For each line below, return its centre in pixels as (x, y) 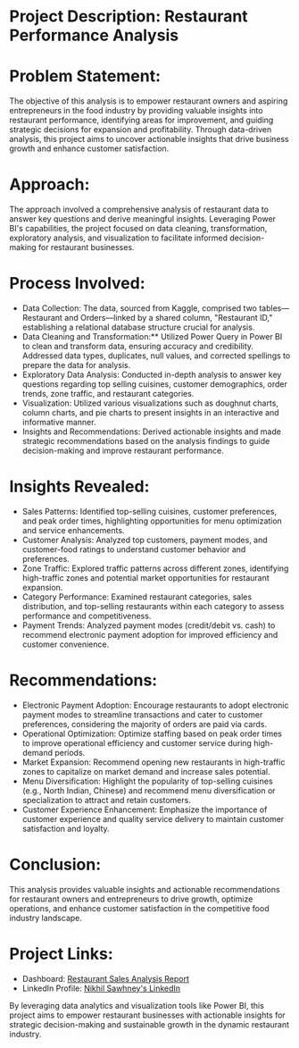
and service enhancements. (73, 530)
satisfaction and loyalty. (66, 828)
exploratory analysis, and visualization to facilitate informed (119, 238)
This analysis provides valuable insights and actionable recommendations (145, 889)
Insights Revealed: (79, 486)
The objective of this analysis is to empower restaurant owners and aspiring (149, 101)
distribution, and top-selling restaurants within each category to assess (153, 606)
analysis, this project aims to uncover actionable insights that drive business (149, 139)
